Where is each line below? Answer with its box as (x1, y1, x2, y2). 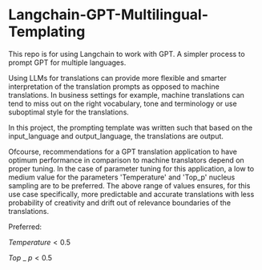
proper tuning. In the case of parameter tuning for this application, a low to (8, 163, 255, 173)
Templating (8, 22, 86, 41)
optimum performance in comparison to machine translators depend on (8, 155, 244, 165)
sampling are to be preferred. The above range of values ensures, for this (8, 180, 251, 190)
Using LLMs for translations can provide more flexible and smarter (8, 73, 227, 83)
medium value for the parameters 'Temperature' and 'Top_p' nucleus (8, 172, 236, 182)
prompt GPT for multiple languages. (8, 58, 127, 67)
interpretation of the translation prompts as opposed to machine (8, 82, 220, 91)
